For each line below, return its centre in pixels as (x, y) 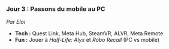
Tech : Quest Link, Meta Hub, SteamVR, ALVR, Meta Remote (89, 33)
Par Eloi (16, 22)
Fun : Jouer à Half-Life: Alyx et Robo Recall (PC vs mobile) (87, 40)
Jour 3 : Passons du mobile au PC (56, 9)
